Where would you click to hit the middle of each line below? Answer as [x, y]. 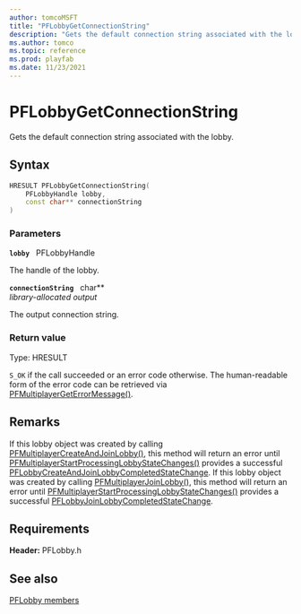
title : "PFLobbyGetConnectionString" [80, 26]
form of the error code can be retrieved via [88, 384]
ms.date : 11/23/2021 [48, 68]
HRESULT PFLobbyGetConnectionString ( [80, 186]
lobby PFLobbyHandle [52, 253]
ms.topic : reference [48, 51]
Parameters [35, 234]
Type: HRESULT [39, 357]
